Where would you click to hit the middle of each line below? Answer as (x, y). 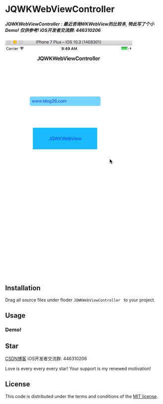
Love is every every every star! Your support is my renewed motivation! (78, 369)
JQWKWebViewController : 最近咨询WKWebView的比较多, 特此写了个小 (80, 24)
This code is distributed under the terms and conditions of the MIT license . (81, 396)
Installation (23, 288)
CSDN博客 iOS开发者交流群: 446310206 (46, 359)
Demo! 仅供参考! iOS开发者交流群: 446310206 (53, 30)
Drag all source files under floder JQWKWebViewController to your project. (80, 300)
